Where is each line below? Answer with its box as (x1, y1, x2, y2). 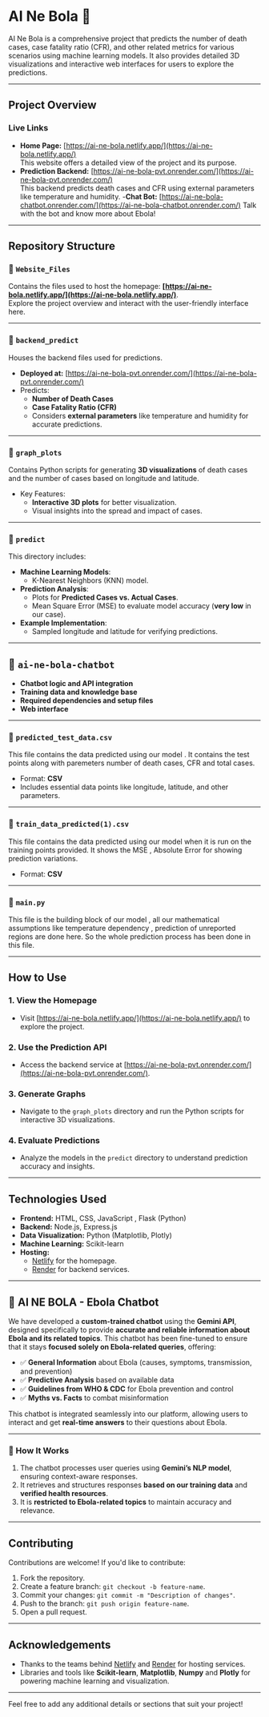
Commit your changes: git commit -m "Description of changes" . (19, 1591, 235, 1600)
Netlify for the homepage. (31, 1256, 118, 1266)
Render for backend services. (31, 1265, 130, 1274)
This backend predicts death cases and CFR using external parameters (19, 183, 255, 193)
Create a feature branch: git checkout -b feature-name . (19, 1582, 206, 1591)
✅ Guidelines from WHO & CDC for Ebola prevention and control (19, 1384, 234, 1394)
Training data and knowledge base (19, 688, 138, 697)
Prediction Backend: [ (19, 166, 94, 175)
